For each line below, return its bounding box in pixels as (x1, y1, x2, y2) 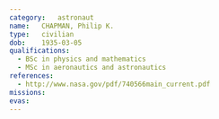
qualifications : (9, 47, 70, 55)
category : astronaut (9, 13, 94, 22)
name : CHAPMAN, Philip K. (9, 21, 115, 30)
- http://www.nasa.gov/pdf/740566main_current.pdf (17, 80, 211, 89)
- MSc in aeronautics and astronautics (17, 64, 167, 72)
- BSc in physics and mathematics (17, 55, 146, 64)
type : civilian (9, 30, 74, 38)
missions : (9, 88, 47, 97)
